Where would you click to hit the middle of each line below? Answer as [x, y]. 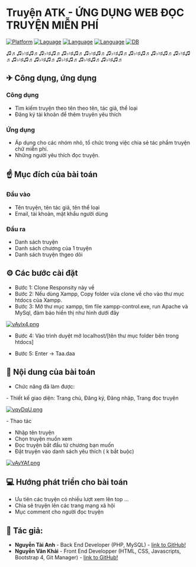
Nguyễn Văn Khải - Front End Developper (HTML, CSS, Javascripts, [98, 551]
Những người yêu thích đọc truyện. [57, 155]
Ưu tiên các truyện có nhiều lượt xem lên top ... [72, 499]
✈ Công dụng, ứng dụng [52, 78]
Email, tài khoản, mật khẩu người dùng [61, 214]
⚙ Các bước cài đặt [42, 273]
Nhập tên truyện [34, 432]
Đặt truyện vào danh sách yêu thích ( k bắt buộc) [74, 451]
